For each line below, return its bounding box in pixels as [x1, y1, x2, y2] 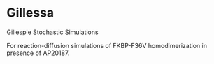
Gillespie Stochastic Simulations [6, 28, 99, 36]
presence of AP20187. [6, 49, 70, 57]
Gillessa [6, 5, 55, 21]
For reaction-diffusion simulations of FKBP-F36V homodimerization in [6, 41, 208, 49]
